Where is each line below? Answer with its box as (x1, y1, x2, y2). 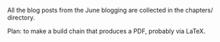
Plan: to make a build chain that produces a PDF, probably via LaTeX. (7, 27, 206, 35)
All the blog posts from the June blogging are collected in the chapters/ (7, 6, 214, 14)
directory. (7, 13, 35, 22)
